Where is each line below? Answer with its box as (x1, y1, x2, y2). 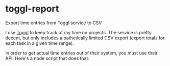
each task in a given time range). (5, 40, 74, 46)
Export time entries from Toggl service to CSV (5, 20, 102, 26)
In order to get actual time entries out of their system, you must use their (5, 50, 158, 56)
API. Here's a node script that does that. (5, 55, 89, 61)
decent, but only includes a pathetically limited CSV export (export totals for (5, 35, 165, 41)
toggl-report (5, 3, 59, 15)
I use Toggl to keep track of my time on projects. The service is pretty (5, 29, 152, 35)
